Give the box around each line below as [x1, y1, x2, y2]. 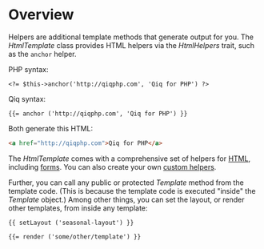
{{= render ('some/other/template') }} [8, 232, 142, 241]
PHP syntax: [8, 64, 49, 74]
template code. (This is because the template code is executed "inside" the [8, 186, 256, 195]
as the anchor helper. [8, 49, 78, 58]
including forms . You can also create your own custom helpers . [8, 162, 217, 171]
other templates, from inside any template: [8, 203, 148, 213]
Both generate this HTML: [8, 123, 94, 133]
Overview [8, 6, 74, 24]
